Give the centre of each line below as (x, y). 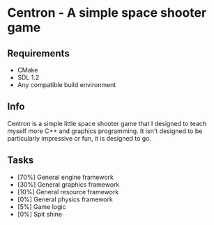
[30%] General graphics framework (68, 184)
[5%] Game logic (41, 206)
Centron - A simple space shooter (107, 13)
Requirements (38, 53)
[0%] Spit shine (40, 214)
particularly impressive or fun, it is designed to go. (79, 138)
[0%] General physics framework (65, 199)
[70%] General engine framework (65, 177)
